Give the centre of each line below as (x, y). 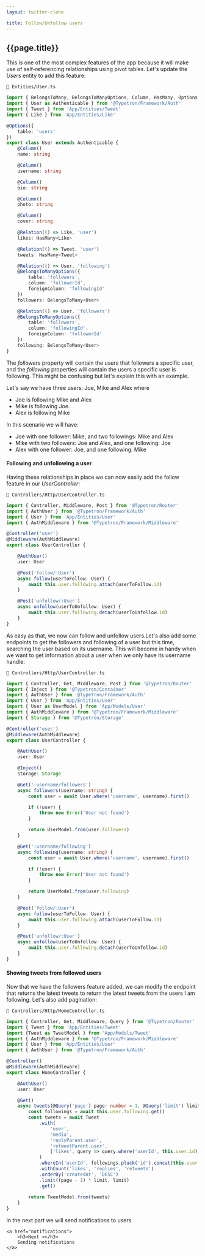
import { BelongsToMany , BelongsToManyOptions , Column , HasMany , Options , (103, 98)
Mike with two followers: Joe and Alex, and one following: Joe (93, 443)
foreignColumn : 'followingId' (67, 289)
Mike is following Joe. (42, 406)
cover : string (35, 221)
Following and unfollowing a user (49, 463)
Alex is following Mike (42, 413)
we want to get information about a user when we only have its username (99, 655)
